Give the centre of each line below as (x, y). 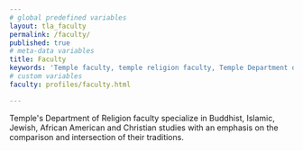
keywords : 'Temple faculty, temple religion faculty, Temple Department (149, 68)
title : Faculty (38, 59)
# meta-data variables (52, 51)
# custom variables (46, 76)
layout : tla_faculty (48, 26)
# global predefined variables (68, 18)
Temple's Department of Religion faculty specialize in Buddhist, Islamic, (142, 118)
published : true (40, 43)
